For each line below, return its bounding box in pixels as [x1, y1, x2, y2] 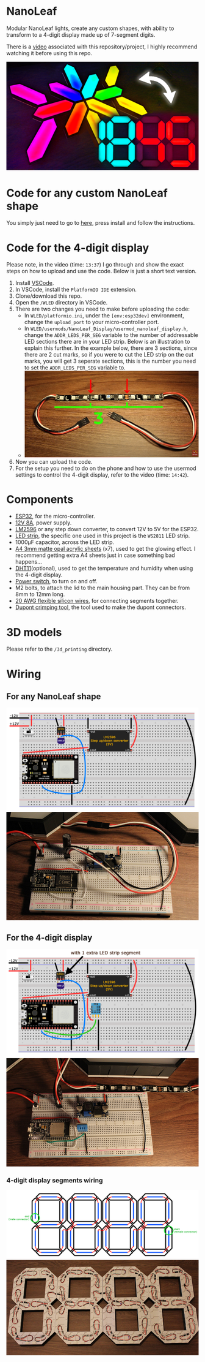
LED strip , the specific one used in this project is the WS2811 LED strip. [15, 532, 190, 540]
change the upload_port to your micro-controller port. [24, 319, 160, 326]
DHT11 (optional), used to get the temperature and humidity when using [15, 565, 193, 572]
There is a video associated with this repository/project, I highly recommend [6, 43, 198, 50]
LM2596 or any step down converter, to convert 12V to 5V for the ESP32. [15, 526, 199, 533]
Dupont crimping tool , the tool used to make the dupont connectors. [15, 603, 186, 611]
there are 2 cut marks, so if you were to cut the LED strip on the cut [24, 351, 194, 358]
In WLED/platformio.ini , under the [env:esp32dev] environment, [24, 312, 184, 319]
